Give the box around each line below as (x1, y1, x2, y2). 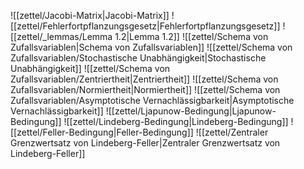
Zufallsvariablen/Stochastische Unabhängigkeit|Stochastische (10, 52, 267, 64)
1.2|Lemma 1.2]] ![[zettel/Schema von (114, 31, 269, 42)
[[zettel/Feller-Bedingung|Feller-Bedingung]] (10, 126, 194, 138)
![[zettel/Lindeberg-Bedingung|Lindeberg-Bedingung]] (63, 116, 289, 127)
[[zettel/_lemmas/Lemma (10, 31, 113, 42)
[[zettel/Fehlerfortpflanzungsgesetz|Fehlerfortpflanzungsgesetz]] (10, 20, 281, 32)
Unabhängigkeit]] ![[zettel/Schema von (10, 63, 171, 74)
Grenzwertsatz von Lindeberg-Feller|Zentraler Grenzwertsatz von (10, 137, 281, 149)
